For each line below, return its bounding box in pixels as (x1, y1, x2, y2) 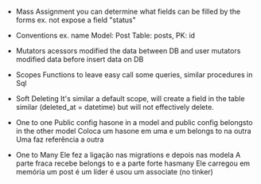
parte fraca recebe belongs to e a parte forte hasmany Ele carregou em (15, 159, 251, 168)
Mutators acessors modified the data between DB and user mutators (15, 46, 241, 55)
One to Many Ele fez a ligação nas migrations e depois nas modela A (15, 151, 241, 159)
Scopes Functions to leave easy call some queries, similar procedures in (15, 70, 253, 79)
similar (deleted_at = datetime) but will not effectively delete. (15, 103, 215, 112)
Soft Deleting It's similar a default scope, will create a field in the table (15, 94, 245, 103)
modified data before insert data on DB (15, 55, 144, 64)
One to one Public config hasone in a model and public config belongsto (15, 118, 253, 127)
